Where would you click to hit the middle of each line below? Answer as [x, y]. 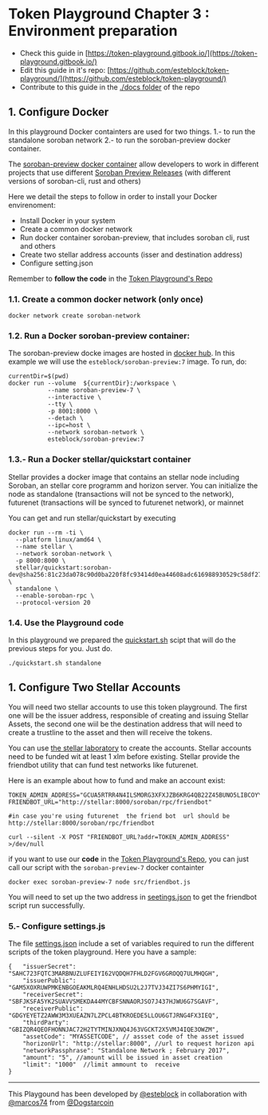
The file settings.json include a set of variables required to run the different [131, 944]
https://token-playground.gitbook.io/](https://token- [172, 53]
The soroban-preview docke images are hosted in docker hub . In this [122, 354]
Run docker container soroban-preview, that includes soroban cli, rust [134, 238]
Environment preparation [93, 31]
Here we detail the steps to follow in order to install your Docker [113, 196]
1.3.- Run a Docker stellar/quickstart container [100, 459]
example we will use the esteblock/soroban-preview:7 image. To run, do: [128, 362]
